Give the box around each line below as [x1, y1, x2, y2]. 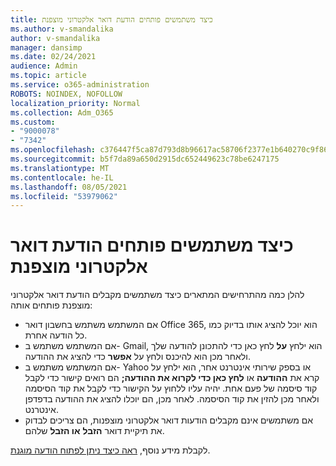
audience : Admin [10, 61, 78, 71]
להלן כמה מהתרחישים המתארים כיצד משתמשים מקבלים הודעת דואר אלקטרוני [10, 289, 305, 301]
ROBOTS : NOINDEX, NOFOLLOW [10, 89, 123, 99]
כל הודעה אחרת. [24, 329, 88, 341]
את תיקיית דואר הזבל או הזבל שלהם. [24, 425, 165, 437]
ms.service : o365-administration [10, 80, 150, 90]
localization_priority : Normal [10, 98, 141, 108]
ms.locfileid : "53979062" [10, 191, 118, 201]
